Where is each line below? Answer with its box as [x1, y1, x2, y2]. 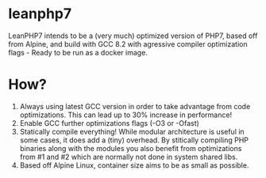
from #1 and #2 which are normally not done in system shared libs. [19, 152, 238, 161]
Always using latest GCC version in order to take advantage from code [19, 101, 251, 111]
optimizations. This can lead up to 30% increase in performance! [19, 110, 233, 119]
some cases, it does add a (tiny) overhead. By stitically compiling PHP [19, 135, 249, 145]
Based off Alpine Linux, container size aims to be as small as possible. [19, 160, 249, 170]
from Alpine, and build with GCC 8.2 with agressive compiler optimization [8, 39, 248, 48]
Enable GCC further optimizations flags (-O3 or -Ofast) [19, 118, 200, 127]
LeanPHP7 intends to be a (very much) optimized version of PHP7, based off [8, 31, 258, 40]
